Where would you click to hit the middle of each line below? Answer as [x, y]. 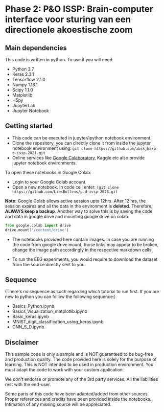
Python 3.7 [23, 69]
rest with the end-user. [28, 385]
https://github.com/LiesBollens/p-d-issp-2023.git [65, 192]
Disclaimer [22, 342]
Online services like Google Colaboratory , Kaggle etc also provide [78, 158]
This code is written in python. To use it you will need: [59, 59]
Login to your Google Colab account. [49, 182]
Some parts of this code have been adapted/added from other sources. [77, 394]
